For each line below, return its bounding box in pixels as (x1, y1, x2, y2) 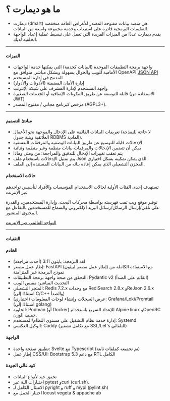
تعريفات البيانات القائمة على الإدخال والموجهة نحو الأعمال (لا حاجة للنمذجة (13, 129, 151, 135)
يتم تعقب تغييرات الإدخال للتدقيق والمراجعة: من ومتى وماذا (13, 150, 123, 156)
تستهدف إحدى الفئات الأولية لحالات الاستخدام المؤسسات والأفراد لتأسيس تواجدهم (6, 184, 159, 190)
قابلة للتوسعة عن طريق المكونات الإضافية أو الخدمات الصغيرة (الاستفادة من (13, 91, 155, 97)
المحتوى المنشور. (6, 209, 38, 215)
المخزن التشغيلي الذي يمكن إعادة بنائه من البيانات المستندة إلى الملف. (13, 161, 145, 167)
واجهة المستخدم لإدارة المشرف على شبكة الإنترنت (13, 85, 108, 91)
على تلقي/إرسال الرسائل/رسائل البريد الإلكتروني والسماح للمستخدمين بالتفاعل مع (6, 204, 159, 210)
